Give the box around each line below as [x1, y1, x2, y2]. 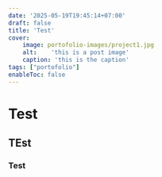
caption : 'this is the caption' [22, 56, 129, 64]
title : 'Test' [8, 26, 56, 34]
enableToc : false [8, 71, 66, 79]
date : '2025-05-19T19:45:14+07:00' [8, 11, 126, 20]
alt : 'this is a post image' [22, 48, 129, 56]
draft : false [8, 19, 52, 27]
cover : [8, 33, 30, 42]
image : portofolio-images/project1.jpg [22, 41, 155, 49]
